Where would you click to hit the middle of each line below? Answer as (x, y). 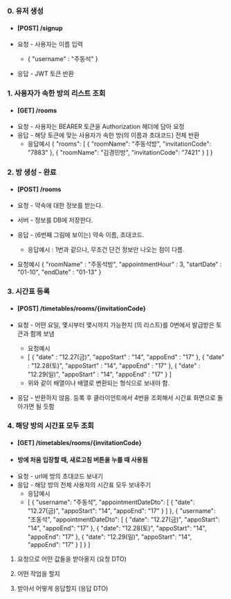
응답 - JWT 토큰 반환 (46, 73)
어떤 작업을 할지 (38, 574)
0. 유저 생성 (25, 10)
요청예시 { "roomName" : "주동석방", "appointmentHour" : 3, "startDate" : (120, 264)
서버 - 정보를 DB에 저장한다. (55, 220)
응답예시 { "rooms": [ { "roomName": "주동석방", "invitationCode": (119, 144)
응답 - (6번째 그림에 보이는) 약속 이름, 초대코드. (81, 235)
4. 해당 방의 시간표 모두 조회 (51, 426)
